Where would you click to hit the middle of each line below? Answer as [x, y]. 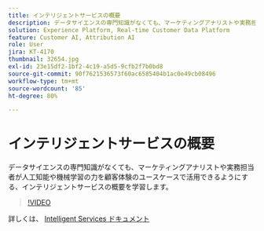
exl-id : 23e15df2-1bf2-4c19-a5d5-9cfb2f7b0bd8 [86, 67]
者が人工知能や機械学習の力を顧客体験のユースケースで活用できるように [125, 177]
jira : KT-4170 [31, 52]
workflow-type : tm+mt [44, 81]
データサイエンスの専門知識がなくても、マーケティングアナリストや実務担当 [131, 167]
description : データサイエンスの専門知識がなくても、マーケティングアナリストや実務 [130, 23]
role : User [26, 45]
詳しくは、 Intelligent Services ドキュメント [79, 219]
